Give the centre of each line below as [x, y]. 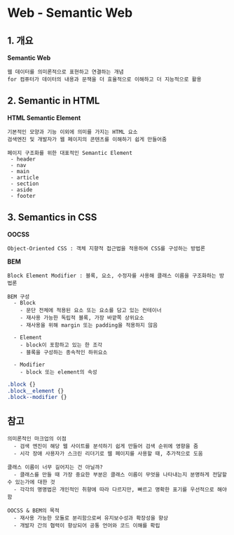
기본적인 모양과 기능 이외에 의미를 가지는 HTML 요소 [73, 132]
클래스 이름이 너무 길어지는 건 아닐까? [55, 468]
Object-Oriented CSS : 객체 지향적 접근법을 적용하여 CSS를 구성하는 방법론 [106, 248]
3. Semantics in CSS [52, 218]
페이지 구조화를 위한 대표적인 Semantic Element [70, 153]
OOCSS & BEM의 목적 [33, 511]
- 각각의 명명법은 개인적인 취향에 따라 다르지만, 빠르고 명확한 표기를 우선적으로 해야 [121, 490]
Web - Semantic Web [70, 13]
